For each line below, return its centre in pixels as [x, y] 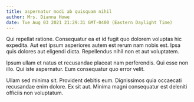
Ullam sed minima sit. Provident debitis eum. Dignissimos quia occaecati [94, 80]
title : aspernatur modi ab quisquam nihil [59, 11]
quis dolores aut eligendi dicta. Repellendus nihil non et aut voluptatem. [93, 52]
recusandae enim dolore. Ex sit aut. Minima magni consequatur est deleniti [97, 87]
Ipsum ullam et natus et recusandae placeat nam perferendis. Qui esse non [97, 63]
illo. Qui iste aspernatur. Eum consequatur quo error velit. [75, 69]
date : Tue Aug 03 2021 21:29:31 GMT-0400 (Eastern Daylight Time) [89, 22]
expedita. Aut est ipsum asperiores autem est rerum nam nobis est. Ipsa [93, 45]
